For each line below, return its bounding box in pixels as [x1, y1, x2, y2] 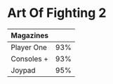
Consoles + [11, 54, 49, 64]
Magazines [11, 30, 49, 40]
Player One [11, 42, 48, 52]
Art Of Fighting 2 [7, 5, 107, 21]
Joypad [11, 65, 36, 75]
